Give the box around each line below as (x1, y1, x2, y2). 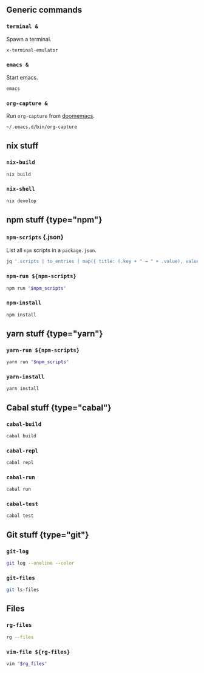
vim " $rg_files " (6, 660, 47, 667)
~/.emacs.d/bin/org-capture (6, 124, 78, 130)
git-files (6, 574, 35, 581)
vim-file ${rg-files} (6, 648, 70, 655)
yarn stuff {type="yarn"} (6, 328, 103, 339)
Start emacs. (6, 73, 38, 81)
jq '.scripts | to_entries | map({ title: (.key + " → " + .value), (6, 258, 183, 265)
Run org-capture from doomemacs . (6, 112, 95, 120)
